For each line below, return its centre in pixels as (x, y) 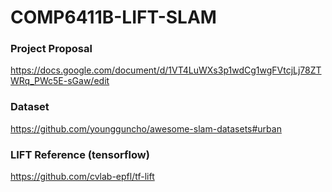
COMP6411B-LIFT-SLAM (113, 17)
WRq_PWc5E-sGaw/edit (60, 81)
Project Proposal (51, 49)
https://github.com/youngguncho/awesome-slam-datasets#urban (146, 128)
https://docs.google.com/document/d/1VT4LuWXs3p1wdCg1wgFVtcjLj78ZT (166, 70)
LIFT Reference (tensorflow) (80, 154)
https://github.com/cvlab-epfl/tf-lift (82, 177)
